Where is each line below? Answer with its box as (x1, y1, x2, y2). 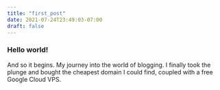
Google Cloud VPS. (7, 75, 62, 83)
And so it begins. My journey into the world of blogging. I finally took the (7, 61, 211, 69)
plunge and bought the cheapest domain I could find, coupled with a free (7, 67, 214, 76)
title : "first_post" (7, 10, 66, 17)
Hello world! (7, 45, 49, 55)
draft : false (7, 22, 45, 29)
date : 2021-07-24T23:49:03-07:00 (7, 16, 103, 23)
